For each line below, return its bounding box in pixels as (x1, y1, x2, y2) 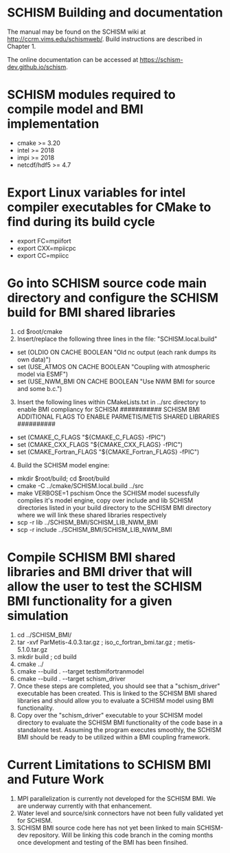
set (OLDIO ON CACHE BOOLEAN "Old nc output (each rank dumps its (16, 348, 216, 356)
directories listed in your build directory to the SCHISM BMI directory (16, 503, 211, 511)
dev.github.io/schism (7, 63, 67, 71)
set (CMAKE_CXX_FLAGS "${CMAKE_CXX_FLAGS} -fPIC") (16, 440, 183, 448)
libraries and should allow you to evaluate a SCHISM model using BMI (16, 696, 214, 705)
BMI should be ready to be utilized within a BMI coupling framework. (16, 733, 211, 741)
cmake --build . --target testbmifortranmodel (16, 667, 144, 675)
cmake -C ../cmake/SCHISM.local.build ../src (16, 481, 144, 489)
